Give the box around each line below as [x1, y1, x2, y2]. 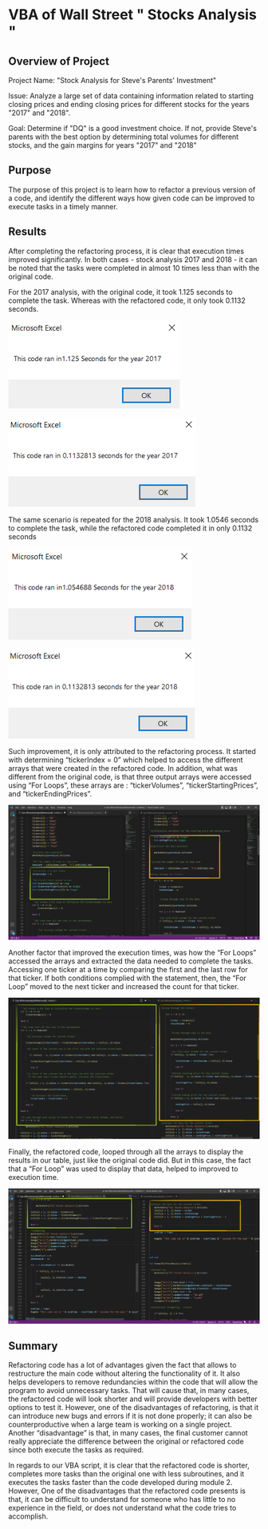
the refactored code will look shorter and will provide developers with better [8, 1394, 258, 1404]
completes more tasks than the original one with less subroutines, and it [8, 1469, 245, 1479]
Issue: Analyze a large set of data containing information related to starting [8, 91, 254, 101]
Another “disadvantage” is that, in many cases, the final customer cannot [8, 1428, 249, 1438]
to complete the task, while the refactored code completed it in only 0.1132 [8, 523, 253, 533]
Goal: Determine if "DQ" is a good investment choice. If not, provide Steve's [8, 124, 258, 133]
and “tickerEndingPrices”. [8, 788, 93, 798]
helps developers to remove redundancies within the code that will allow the [8, 1377, 258, 1387]
